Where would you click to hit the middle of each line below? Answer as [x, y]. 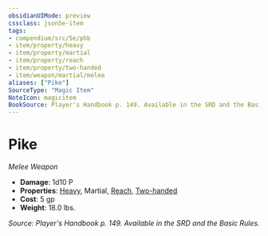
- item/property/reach [46, 61]
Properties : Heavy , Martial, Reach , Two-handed [99, 191]
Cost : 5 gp [37, 199]
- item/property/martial [49, 53]
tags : [17, 30]
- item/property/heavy [46, 46]
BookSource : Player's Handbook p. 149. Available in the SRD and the [126, 105]
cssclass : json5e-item [46, 23]
